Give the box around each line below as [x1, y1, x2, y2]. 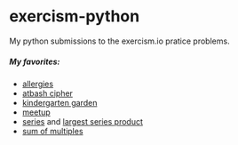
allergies [21, 78, 54, 89]
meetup [21, 107, 51, 117]
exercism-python [9, 6, 140, 27]
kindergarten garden [21, 97, 98, 108]
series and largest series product [21, 116, 144, 126]
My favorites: [9, 56, 60, 67]
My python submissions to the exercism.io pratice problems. [9, 36, 230, 46]
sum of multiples [21, 125, 83, 136]
